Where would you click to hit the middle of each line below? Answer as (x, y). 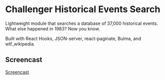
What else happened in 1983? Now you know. (53, 28)
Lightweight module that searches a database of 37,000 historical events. (82, 23)
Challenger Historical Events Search (83, 9)
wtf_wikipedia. (20, 44)
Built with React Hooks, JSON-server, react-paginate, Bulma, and (73, 38)
